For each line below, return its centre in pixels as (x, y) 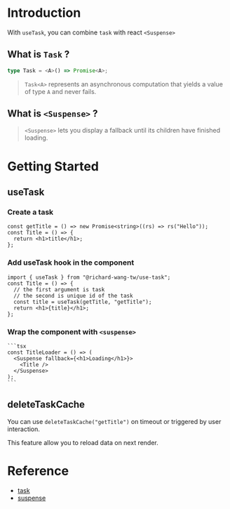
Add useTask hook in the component (71, 263)
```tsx (17, 346)
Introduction (44, 13)
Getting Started (53, 166)
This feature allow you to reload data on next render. (83, 442)
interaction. (24, 429)
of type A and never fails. (60, 91)
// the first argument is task (59, 289)
